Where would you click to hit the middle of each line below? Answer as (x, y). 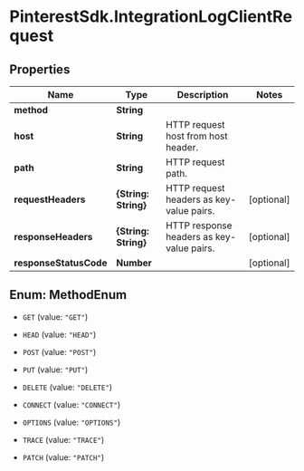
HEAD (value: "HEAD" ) (59, 334)
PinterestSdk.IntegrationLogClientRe (151, 17)
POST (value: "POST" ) (59, 351)
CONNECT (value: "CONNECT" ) (71, 404)
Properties (40, 69)
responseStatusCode (61, 263)
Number (134, 263)
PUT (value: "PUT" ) (55, 370)
